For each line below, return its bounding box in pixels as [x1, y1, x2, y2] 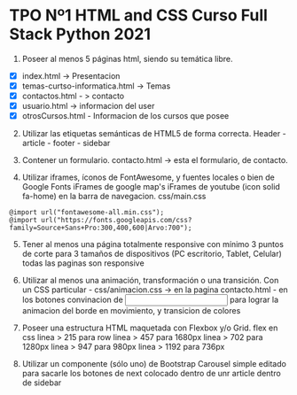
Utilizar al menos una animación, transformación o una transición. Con [21, 275, 279, 286]
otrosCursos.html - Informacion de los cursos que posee [21, 111, 230, 121]
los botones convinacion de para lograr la [21, 294, 279, 306]
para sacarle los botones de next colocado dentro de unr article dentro [21, 368, 281, 379]
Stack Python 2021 [9, 24, 152, 44]
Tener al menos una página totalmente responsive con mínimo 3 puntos [21, 239, 284, 250]
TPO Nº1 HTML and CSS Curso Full [9, 5, 269, 26]
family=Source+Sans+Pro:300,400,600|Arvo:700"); [9, 223, 192, 233]
